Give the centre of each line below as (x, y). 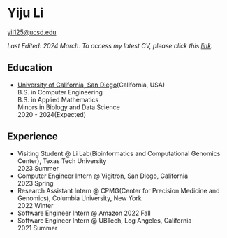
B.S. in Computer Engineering (60, 92)
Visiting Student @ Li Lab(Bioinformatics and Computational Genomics (119, 153)
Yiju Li (25, 13)
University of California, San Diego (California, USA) (91, 85)
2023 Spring (35, 183)
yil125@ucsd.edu (32, 32)
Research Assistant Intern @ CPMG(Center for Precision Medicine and (118, 190)
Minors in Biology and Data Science (68, 107)
